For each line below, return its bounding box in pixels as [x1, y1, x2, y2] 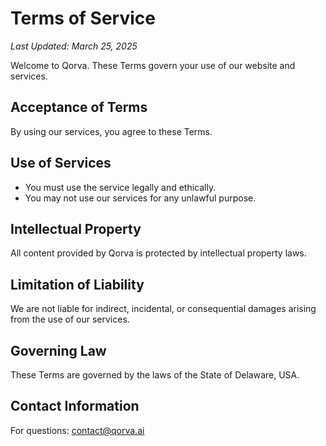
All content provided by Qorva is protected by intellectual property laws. [10, 247, 307, 259]
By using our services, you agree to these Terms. [10, 125, 213, 137]
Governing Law [10, 342, 107, 359]
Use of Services [10, 155, 112, 172]
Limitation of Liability [10, 276, 145, 293]
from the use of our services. [10, 313, 130, 326]
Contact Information [10, 398, 140, 415]
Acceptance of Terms [10, 99, 148, 116]
